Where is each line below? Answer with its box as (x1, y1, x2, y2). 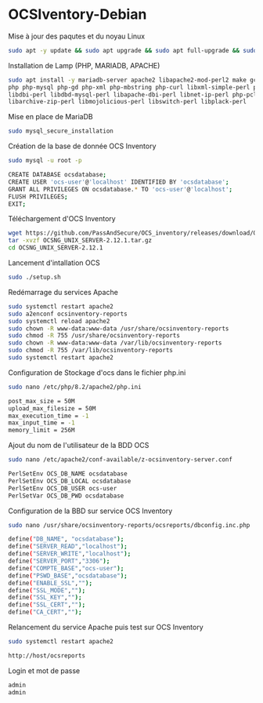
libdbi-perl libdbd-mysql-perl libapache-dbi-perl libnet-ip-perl (8, 90, 229, 99)
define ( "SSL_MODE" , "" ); (8, 586, 86, 594)
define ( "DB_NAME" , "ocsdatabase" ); (8, 535, 124, 543)
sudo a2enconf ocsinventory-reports (8, 310, 128, 318)
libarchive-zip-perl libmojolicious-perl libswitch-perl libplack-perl (8, 98, 247, 106)
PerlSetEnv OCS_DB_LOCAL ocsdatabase (8, 477, 131, 485)
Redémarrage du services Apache (8, 287, 119, 297)
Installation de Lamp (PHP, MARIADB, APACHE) (8, 60, 160, 70)
